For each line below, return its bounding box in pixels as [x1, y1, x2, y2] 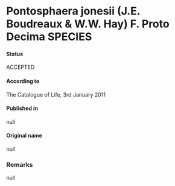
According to [6, 77, 40, 85]
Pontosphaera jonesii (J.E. [6, 4, 141, 18]
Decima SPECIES [6, 30, 92, 43]
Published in [6, 104, 38, 112]
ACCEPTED [6, 63, 35, 71]
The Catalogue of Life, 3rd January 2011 [6, 91, 106, 98]
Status [6, 50, 24, 57]
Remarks [6, 160, 33, 168]
